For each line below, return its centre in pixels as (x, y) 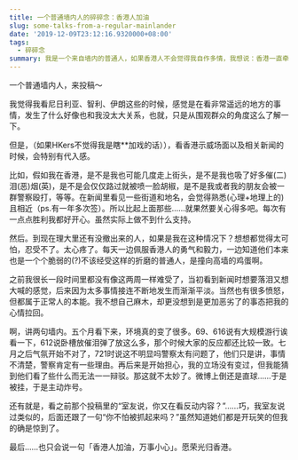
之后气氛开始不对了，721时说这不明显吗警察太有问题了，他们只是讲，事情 (151, 353)
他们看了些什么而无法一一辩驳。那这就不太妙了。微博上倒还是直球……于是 (152, 376)
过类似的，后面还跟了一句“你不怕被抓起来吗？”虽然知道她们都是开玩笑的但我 (149, 417)
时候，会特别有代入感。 (52, 156)
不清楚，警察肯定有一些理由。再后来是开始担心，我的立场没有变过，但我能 (145, 365)
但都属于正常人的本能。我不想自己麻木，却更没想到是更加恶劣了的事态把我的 (149, 301)
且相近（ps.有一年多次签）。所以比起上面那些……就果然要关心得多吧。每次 (144, 208)
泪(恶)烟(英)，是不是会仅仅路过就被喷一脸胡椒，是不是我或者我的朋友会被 (143, 186)
